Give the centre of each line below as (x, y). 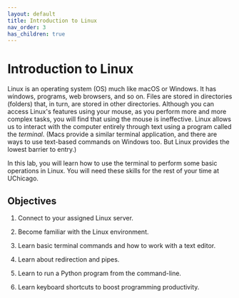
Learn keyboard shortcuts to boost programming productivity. (108, 287)
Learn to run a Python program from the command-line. (100, 273)
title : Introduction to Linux (52, 21)
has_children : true (36, 34)
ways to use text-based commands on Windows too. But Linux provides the (118, 142)
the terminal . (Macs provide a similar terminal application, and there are (112, 134)
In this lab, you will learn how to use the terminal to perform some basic (112, 163)
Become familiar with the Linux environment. (83, 232)
